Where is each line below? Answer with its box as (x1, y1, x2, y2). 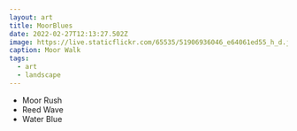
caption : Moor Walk (9, 46, 81, 55)
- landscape (17, 71, 62, 80)
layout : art (9, 12, 53, 22)
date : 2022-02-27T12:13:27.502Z (9, 29, 128, 38)
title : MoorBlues (9, 21, 73, 30)
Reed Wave (21, 104, 64, 115)
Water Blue (21, 113, 63, 124)
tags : (9, 54, 29, 63)
